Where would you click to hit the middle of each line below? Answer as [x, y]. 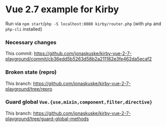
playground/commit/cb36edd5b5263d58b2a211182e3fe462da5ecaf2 [79, 59]
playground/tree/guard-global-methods [47, 118]
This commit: [19, 54]
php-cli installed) [24, 29]
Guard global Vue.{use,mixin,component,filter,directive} [79, 102]
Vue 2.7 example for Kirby [62, 9]
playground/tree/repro [29, 89]
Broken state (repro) [31, 72]
